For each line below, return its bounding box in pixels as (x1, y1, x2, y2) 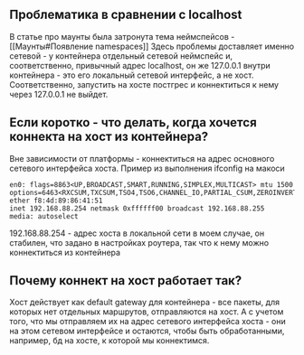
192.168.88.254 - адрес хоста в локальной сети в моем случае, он (9, 228, 265, 238)
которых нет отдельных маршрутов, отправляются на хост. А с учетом (9, 306, 284, 317)
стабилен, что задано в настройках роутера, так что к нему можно (9, 237, 270, 248)
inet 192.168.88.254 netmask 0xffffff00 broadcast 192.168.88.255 (9, 203, 265, 213)
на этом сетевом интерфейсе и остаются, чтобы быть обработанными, (9, 325, 285, 337)
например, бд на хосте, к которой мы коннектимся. (9, 335, 210, 346)
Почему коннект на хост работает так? (9, 273, 242, 288)
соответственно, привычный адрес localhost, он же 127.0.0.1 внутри (9, 60, 271, 70)
